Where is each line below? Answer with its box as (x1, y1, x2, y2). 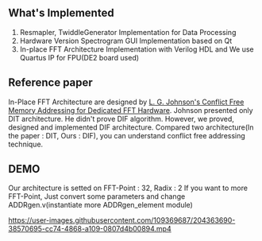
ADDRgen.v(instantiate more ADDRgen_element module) (8, 200, 193, 210)
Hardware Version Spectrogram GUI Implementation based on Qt (19, 36, 233, 45)
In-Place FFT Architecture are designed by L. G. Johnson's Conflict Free (8, 97, 245, 107)
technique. (8, 139, 44, 149)
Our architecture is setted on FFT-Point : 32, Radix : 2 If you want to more (8, 183, 249, 193)
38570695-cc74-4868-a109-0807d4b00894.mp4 (8, 224, 172, 234)
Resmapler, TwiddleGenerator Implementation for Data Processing (19, 27, 237, 37)
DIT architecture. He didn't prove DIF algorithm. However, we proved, (8, 114, 234, 123)
